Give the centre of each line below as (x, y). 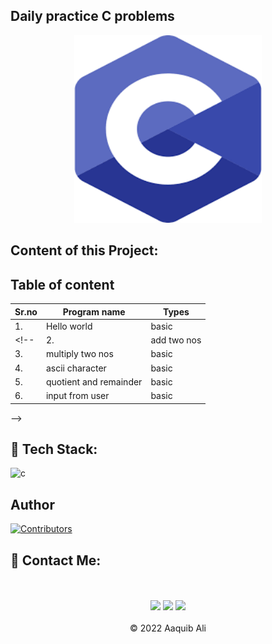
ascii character (76, 368)
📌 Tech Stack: (54, 449)
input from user (77, 396)
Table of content (62, 284)
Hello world (69, 326)
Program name (94, 311)
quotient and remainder (94, 381)
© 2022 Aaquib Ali (168, 628)
